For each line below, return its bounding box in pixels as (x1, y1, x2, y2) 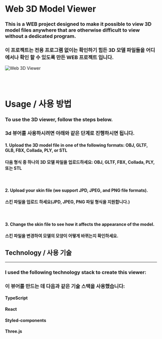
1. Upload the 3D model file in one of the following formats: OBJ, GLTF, (5, 142, 148, 148)
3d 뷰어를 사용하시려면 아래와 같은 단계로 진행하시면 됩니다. (5, 130, 135, 137)
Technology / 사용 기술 (5, 248, 72, 257)
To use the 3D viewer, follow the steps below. (5, 116, 113, 123)
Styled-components (5, 317, 47, 323)
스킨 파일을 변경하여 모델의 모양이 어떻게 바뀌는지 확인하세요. (5, 233, 119, 239)
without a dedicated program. (5, 33, 76, 40)
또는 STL (5, 165, 22, 171)
